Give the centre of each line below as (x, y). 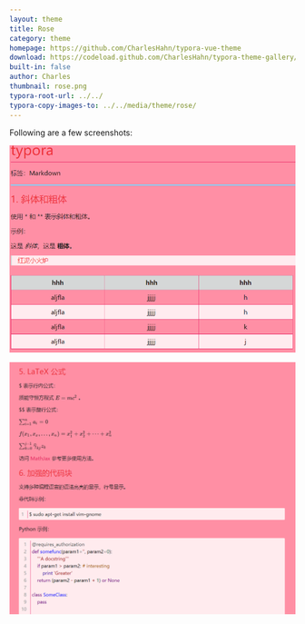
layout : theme (36, 19)
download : (28, 58)
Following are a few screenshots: (71, 133)
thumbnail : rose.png (49, 86)
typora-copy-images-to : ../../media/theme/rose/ (103, 105)
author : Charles (40, 77)
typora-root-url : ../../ (56, 95)
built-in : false (40, 67)
